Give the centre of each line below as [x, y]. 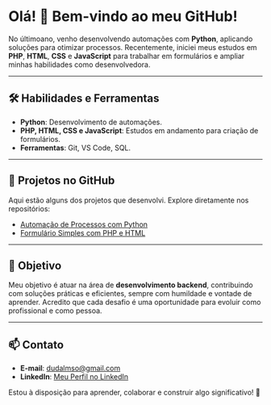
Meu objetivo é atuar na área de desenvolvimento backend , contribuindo [131, 285]
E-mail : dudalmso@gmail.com [70, 368]
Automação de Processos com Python [83, 224]
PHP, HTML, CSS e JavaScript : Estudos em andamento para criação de [139, 130]
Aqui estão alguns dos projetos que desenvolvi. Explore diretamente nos [129, 200]
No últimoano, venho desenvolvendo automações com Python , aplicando [131, 39]
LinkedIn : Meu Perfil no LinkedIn [74, 377]
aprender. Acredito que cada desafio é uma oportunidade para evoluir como [135, 303]
